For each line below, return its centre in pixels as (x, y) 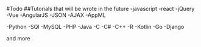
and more (18, 38)
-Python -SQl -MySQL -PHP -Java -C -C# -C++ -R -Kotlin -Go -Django (95, 27)
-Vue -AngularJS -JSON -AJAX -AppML (56, 15)
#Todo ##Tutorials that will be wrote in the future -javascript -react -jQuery (100, 9)
